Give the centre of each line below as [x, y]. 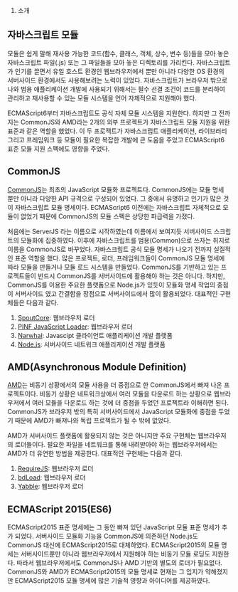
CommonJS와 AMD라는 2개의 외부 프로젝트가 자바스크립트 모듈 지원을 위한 [125, 122]
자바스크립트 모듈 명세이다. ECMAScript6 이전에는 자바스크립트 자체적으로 [118, 207]
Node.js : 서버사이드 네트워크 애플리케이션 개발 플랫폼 [91, 344]
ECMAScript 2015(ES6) [60, 509]
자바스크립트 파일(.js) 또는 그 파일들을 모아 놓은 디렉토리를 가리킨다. [101, 62]
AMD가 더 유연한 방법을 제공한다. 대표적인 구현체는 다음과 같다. [95, 453]
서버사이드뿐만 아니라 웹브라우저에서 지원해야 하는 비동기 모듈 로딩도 [115, 554]
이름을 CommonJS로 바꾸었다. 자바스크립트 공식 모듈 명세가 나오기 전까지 [110, 249]
